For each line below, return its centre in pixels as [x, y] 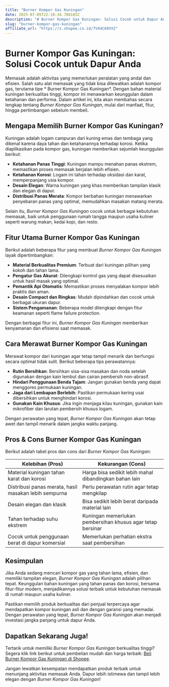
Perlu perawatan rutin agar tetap [120, 487]
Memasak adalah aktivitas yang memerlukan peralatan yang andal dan [78, 78]
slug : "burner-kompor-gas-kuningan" [44, 24]
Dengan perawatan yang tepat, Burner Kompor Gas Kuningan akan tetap [80, 418]
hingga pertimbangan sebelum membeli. [47, 110]
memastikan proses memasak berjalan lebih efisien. [66, 169]
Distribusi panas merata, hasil [43, 487]
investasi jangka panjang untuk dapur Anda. [51, 620]
